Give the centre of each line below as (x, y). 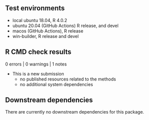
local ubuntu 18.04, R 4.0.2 (40, 20)
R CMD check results (38, 52)
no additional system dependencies (56, 84)
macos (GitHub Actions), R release (48, 31)
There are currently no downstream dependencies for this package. (75, 112)
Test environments (35, 8)
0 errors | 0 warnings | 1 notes (36, 64)
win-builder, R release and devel (45, 36)
